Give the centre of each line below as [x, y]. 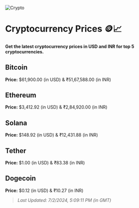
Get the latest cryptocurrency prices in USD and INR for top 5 [70, 46]
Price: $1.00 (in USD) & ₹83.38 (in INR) [45, 163]
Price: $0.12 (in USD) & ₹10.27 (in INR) [44, 190]
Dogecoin [20, 178]
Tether [16, 151]
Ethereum [21, 95]
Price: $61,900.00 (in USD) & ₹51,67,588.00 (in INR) [58, 79]
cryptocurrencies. [24, 51]
